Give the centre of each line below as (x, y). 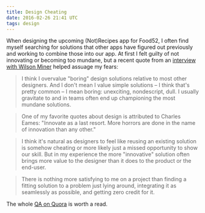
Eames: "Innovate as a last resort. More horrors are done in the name (108, 123)
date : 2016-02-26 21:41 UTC (42, 18)
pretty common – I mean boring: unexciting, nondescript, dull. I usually (110, 92)
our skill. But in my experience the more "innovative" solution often (105, 154)
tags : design (23, 23)
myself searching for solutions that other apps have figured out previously (100, 47)
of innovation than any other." (58, 130)
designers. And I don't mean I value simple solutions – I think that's (105, 85)
